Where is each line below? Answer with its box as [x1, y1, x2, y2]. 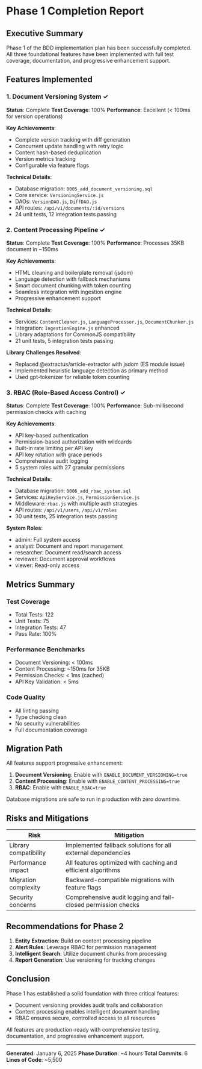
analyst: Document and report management [14, 542, 123, 550]
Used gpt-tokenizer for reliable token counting [14, 373, 130, 380]
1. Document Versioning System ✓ [6, 92, 109, 101]
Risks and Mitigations [6, 813, 89, 823]
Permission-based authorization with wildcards [14, 438, 132, 445]
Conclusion [6, 974, 50, 984]
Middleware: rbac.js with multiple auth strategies [14, 500, 138, 507]
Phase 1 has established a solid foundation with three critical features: [6, 989, 179, 997]
